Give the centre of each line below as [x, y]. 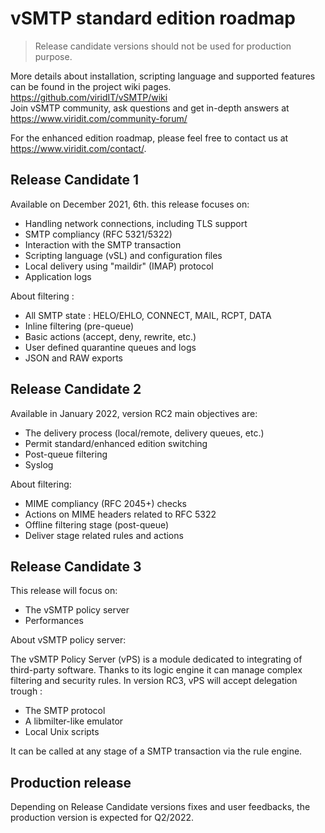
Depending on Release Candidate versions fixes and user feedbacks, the [160, 807]
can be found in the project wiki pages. [91, 86]
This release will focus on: [64, 591]
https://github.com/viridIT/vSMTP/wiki [89, 97]
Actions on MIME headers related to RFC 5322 [120, 514]
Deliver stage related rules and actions [104, 535]
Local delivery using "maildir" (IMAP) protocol [119, 266]
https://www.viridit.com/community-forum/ [99, 118]
